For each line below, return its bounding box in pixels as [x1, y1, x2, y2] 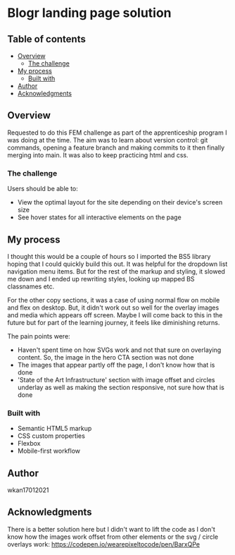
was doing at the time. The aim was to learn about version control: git [7, 135, 208, 144]
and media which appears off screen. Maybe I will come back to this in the [7, 310, 223, 319]
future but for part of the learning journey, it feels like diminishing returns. [7, 318, 220, 327]
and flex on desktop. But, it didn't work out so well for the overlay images [7, 303, 220, 312]
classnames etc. [7, 282, 55, 291]
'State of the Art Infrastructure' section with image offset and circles [17, 375, 215, 384]
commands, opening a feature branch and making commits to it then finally [7, 143, 225, 152]
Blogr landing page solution [7, 5, 172, 21]
